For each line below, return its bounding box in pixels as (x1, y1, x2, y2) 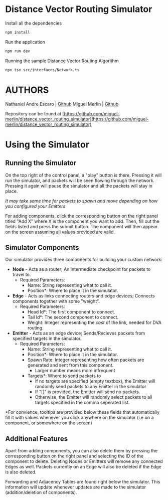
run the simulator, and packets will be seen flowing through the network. (5, 177, 154, 184)
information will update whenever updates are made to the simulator (5, 484, 146, 490)
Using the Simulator (5, 139, 89, 150)
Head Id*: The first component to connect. (27, 309, 115, 315)
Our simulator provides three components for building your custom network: (5, 257, 163, 263)
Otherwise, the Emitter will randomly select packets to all (35, 394, 152, 400)
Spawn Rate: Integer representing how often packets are (27, 357, 144, 363)
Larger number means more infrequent (35, 368, 115, 374)
